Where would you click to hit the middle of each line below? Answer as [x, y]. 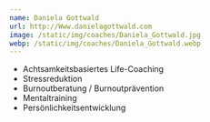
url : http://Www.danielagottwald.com [81, 26]
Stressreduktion [52, 79]
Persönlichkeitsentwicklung [74, 108]
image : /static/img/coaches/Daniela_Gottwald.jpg [105, 35]
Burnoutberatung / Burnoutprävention [93, 88]
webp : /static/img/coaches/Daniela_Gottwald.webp [105, 43]
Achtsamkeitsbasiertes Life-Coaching [93, 69]
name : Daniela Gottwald [55, 18]
